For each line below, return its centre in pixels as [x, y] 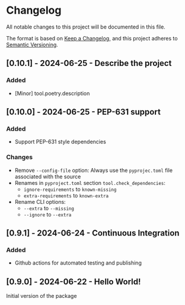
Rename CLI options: [40, 202]
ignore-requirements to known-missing [70, 189]
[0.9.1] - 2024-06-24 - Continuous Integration [93, 233]
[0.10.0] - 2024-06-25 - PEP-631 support [84, 112]
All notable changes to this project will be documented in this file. [86, 27]
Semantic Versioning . [32, 45]
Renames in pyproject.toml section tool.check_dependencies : [90, 183]
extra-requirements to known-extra [66, 195]
